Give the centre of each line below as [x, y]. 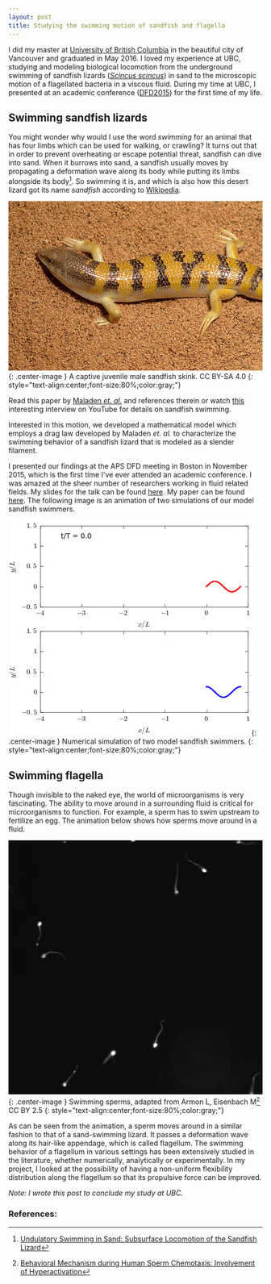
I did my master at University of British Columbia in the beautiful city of [126, 49]
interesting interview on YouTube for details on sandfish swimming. [120, 409]
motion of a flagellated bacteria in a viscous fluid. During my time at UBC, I [132, 84]
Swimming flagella [56, 775]
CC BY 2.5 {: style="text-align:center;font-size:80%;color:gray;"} [116, 1110]
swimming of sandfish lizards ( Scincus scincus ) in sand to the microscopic [132, 75]
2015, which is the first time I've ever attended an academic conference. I [130, 475]
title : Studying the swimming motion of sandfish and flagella [117, 25]
